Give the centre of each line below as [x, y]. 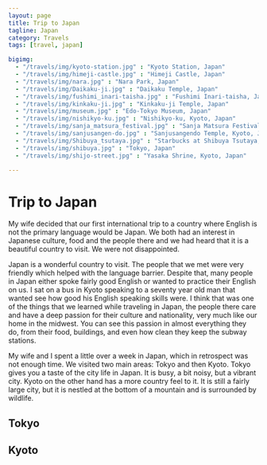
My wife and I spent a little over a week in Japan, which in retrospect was [128, 356]
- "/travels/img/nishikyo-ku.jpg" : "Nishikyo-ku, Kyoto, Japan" [126, 119]
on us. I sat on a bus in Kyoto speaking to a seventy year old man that [122, 290]
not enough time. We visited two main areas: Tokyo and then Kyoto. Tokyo [130, 364]
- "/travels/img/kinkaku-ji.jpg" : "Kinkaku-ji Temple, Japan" [122, 104]
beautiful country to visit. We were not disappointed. [94, 249]
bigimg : [21, 60]
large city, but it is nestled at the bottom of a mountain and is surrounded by [132, 389]
